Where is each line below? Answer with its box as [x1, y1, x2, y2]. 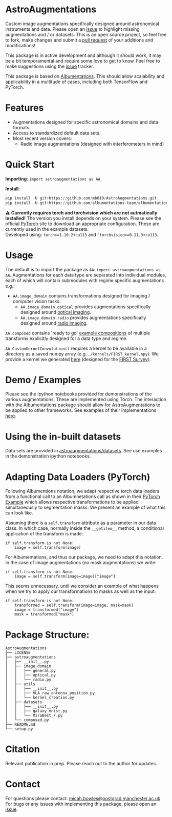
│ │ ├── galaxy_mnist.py [5, 709, 68, 714]
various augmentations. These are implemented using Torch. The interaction [5, 396, 166, 403]
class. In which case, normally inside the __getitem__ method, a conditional [5, 525, 164, 531]
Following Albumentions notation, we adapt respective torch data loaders [5, 488, 160, 494]
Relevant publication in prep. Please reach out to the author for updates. [5, 761, 157, 767]
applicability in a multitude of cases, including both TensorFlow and [5, 78, 148, 85]
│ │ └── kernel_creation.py [5, 695, 74, 701]
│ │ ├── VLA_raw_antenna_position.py [5, 691, 95, 696]
